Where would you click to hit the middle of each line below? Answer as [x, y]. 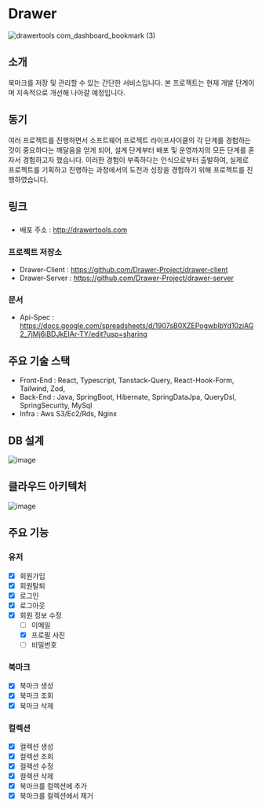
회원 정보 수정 [40, 615]
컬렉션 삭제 [36, 777]
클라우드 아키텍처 [47, 487]
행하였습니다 [27, 179]
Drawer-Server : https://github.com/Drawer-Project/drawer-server [126, 278]
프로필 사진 [48, 635]
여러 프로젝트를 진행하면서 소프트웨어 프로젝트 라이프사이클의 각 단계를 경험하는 [130, 140]
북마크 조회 [36, 695]
